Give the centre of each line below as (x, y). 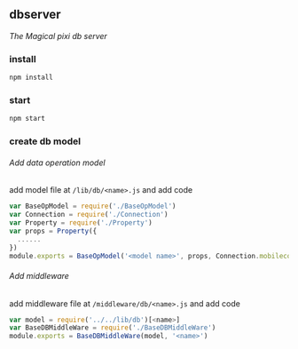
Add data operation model (57, 163)
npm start (27, 119)
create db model (45, 141)
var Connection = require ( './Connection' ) (89, 215)
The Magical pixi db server (59, 36)
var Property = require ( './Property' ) (81, 223)
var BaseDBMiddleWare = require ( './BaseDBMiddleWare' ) (113, 328)
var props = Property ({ (53, 231)
